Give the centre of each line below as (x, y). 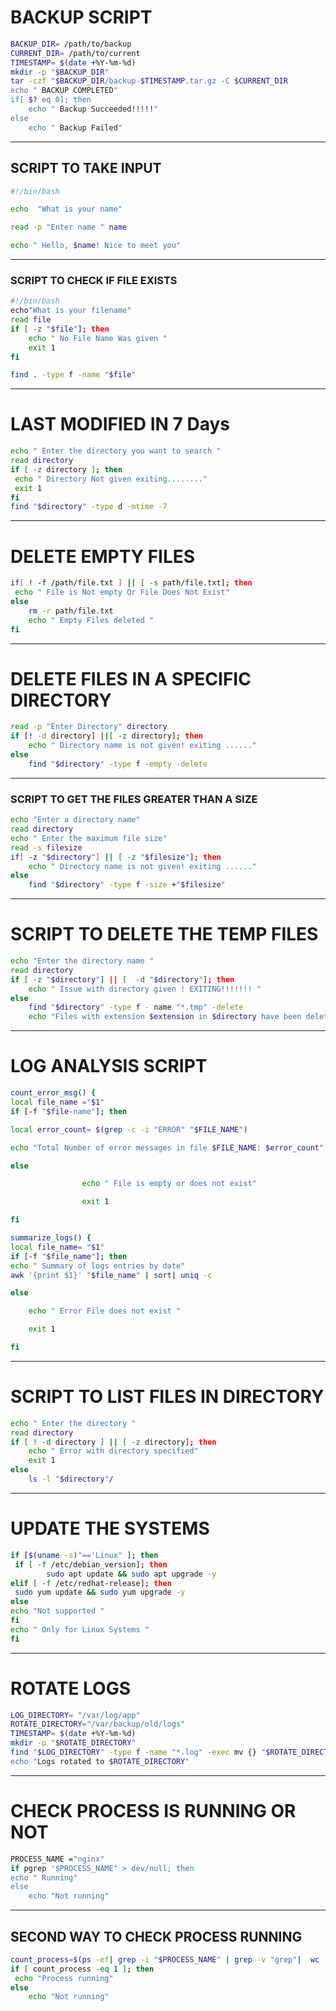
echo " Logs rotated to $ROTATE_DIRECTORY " (100, 1761)
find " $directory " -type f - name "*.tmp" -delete (136, 1007)
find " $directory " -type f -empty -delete (118, 764)
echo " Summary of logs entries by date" (98, 1266)
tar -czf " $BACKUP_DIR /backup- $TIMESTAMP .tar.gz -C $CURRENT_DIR (149, 81)
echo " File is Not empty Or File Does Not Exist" (122, 592)
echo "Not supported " (57, 1611)
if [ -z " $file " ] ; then (60, 329)
